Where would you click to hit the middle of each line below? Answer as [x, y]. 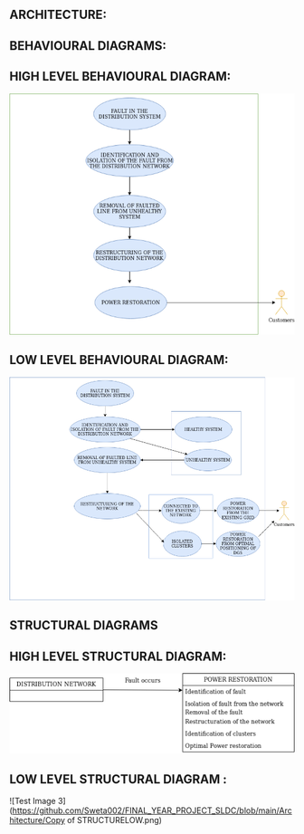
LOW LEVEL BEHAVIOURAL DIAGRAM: [119, 360]
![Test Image [33, 801]
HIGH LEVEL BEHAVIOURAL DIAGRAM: [120, 77]
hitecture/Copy [38, 820]
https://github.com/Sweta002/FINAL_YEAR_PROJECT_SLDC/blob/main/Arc [152, 810]
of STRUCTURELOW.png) [115, 820]
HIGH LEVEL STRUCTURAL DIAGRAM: [118, 656]
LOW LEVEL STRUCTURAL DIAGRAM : [119, 779]
